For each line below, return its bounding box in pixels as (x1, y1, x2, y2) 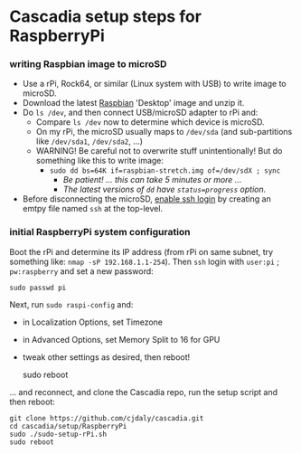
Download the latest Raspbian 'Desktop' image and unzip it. (22, 98, 245, 109)
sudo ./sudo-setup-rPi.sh (9, 430, 107, 439)
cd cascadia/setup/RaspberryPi (9, 421, 127, 430)
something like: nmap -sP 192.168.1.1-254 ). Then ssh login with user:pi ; (9, 256, 280, 267)
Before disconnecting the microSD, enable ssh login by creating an (22, 194, 271, 204)
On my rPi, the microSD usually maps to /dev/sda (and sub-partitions (35, 127, 293, 137)
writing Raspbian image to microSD (9, 58, 167, 71)
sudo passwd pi (9, 283, 67, 292)
